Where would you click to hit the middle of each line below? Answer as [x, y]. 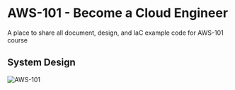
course [18, 40]
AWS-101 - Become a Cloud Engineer [118, 13]
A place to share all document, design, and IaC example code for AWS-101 [116, 33]
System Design [41, 63]
